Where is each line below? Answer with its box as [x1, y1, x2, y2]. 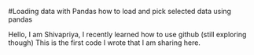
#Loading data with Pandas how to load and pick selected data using [8, 7, 232, 15]
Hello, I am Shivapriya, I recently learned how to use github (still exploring [8, 30, 247, 39]
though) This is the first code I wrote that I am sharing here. [8, 38, 201, 47]
